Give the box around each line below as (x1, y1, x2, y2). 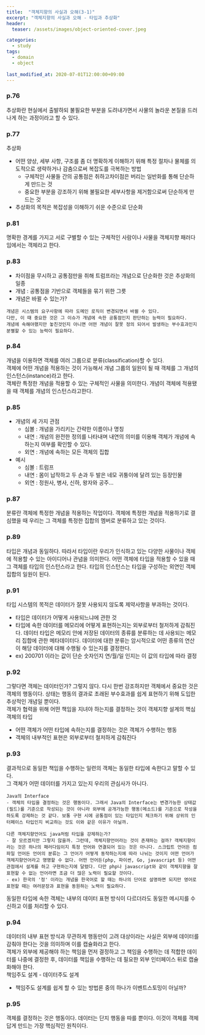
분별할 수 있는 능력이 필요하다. (6, 327, 75, 334)
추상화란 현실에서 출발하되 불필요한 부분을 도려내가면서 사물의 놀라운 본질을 (6, 106, 187, 113)
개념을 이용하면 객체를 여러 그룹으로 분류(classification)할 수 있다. (6, 356, 164, 364)
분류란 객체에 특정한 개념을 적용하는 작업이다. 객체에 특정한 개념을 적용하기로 (6, 510, 190, 517)
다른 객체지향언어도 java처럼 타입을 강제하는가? (6, 831, 111, 837)
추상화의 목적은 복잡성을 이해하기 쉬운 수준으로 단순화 (15, 203, 143, 210)
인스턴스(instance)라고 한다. (6, 372, 75, 379)
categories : (6, 37, 37, 44)
